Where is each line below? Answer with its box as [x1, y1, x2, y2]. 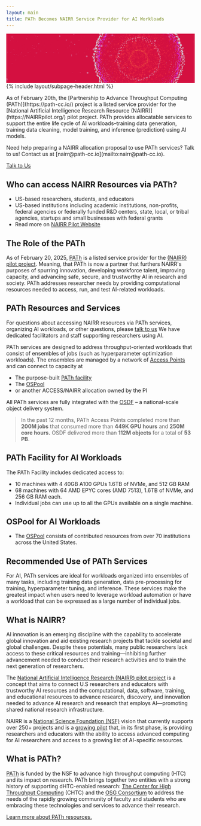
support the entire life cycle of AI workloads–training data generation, [6, 120, 177, 127]
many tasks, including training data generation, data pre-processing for [6, 578, 182, 586]
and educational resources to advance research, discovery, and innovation [6, 693, 190, 700]
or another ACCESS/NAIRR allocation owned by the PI [14, 387, 148, 394]
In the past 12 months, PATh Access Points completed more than [20, 416, 181, 423]
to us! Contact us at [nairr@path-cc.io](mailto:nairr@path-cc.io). [6, 150, 165, 158]
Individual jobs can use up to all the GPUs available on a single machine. [14, 499, 193, 506]
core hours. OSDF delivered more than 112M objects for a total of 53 [20, 429, 191, 436]
